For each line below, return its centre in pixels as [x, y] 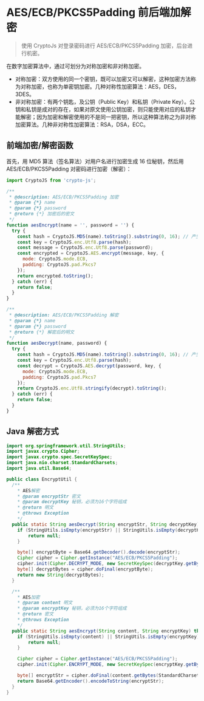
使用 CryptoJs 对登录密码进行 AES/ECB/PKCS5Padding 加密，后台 [104, 46]
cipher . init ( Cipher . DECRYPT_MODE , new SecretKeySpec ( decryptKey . [102, 564]
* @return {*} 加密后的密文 [42, 214]
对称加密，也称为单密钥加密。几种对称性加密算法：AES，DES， [100, 86]
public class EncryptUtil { [42, 479]
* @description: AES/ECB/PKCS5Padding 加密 [64, 197]
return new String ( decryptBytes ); [61, 575]
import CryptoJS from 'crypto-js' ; [51, 180]
